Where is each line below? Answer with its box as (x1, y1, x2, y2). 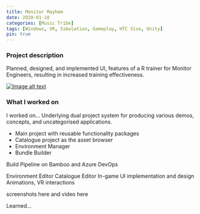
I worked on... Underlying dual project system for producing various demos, (6, 112, 195, 119)
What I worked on (6, 98, 59, 106)
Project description (6, 51, 64, 60)
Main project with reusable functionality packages (14, 130, 140, 137)
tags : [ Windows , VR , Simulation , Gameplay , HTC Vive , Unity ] (6, 25, 163, 32)
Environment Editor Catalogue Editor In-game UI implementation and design (6, 172, 195, 180)
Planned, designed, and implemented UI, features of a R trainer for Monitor (6, 65, 192, 72)
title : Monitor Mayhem (6, 8, 63, 15)
